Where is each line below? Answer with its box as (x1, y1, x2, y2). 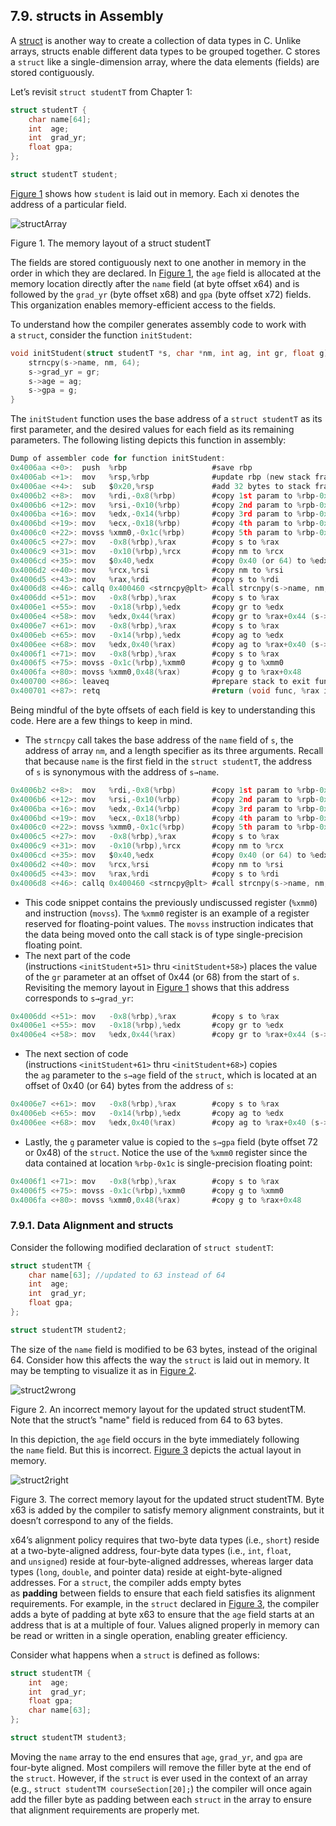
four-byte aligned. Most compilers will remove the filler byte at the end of (10, 1761, 312, 1773)
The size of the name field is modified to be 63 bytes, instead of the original (10, 1343, 318, 1355)
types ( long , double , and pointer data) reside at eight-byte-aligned (10, 1565, 283, 1578)
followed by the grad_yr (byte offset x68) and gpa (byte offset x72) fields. (10, 288, 312, 300)
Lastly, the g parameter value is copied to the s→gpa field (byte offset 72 (24, 1135, 318, 1148)
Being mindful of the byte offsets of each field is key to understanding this (10, 704, 316, 716)
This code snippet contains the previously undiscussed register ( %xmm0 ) (24, 896, 318, 908)
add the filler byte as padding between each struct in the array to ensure (10, 1793, 312, 1805)
